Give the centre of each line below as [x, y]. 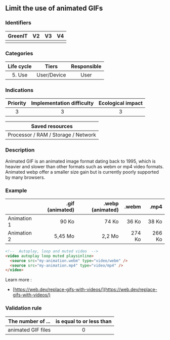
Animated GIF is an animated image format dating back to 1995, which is [80, 161]
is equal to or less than [83, 321]
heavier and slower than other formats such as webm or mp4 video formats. [84, 166]
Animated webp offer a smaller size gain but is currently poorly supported [82, 172]
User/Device [51, 74]
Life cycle [20, 66]
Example [16, 191]
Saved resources [52, 126]
